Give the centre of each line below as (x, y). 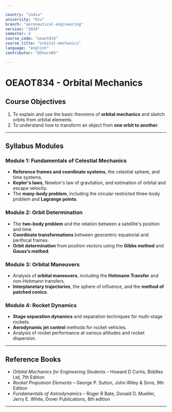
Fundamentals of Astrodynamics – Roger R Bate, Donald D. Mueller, (84, 393)
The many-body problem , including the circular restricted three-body (86, 194)
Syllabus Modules (35, 146)
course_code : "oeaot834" (32, 39)
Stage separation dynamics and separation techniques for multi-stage (88, 316)
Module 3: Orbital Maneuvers (42, 264)
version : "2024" (23, 29)
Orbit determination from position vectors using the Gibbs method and (88, 245)
